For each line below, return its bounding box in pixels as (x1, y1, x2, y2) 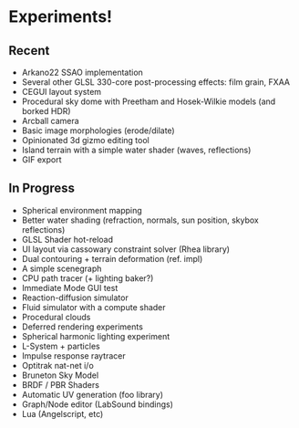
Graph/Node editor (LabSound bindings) (21, 399, 174, 410)
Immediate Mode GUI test (21, 282, 119, 293)
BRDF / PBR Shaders (21, 379, 99, 390)
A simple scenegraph (21, 263, 102, 274)
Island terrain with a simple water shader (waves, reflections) (21, 144, 252, 155)
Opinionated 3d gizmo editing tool (21, 135, 149, 145)
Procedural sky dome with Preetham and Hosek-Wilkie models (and (21, 96, 276, 107)
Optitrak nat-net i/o (21, 360, 95, 371)
